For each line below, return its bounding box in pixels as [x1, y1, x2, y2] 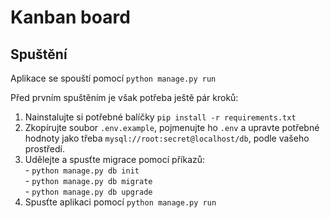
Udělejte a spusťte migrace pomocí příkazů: [24, 154, 206, 165]
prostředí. [24, 143, 65, 155]
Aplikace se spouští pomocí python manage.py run [10, 72, 217, 84]
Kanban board [10, 6, 131, 29]
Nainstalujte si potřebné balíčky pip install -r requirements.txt [24, 111, 297, 123]
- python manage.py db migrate [24, 175, 153, 186]
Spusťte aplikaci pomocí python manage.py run [24, 196, 217, 208]
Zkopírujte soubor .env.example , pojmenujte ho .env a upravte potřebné [24, 122, 320, 133]
